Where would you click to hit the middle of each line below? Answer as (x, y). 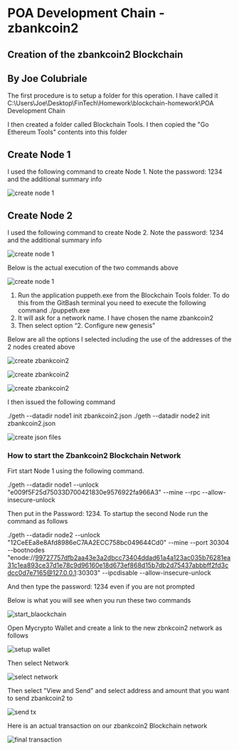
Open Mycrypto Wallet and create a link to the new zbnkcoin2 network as (115, 628)
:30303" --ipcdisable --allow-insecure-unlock (143, 573)
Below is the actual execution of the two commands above (93, 268)
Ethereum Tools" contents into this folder (67, 132)
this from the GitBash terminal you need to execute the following (112, 303)
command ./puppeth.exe (54, 310)
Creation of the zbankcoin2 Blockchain (95, 54)
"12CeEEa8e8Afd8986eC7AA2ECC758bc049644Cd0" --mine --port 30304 (118, 543)
